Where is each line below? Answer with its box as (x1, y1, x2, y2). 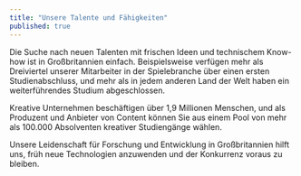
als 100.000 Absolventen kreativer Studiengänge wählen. (9, 121, 222, 132)
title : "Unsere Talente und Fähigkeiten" (9, 13, 169, 23)
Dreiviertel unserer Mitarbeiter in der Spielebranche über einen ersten (9, 65, 270, 77)
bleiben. (9, 158, 40, 169)
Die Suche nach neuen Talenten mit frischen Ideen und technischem (9, 46, 265, 57)
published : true (9, 22, 71, 31)
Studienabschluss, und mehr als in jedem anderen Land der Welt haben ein (9, 75, 290, 86)
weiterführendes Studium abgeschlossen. (9, 85, 166, 96)
